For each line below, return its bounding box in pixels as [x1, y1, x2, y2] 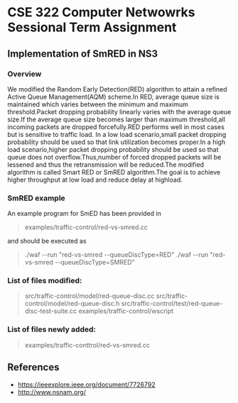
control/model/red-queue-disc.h [24, 299, 120, 308]
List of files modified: [7, 276, 82, 286]
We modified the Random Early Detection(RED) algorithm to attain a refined [7, 84, 227, 93]
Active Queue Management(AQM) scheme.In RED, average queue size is [7, 92, 220, 101]
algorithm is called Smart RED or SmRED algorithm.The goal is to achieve [7, 167, 221, 176]
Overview [7, 69, 42, 79]
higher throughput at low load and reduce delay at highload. [7, 175, 183, 184]
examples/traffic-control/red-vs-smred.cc [24, 223, 148, 231]
